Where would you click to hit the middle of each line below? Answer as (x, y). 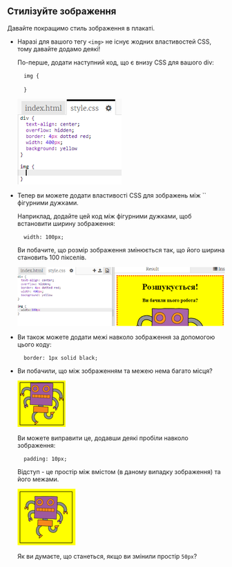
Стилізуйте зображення (62, 11)
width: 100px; (44, 237)
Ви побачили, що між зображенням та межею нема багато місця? (115, 371)
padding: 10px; (46, 459)
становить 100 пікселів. (52, 257)
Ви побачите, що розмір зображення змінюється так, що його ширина (121, 250)
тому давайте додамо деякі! (59, 49)
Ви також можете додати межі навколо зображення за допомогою (116, 337)
